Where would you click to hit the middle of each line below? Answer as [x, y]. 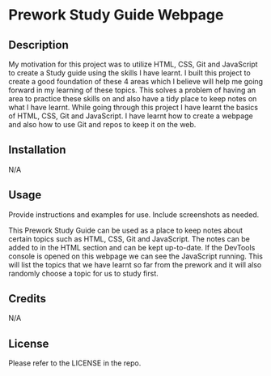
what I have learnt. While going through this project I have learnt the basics [133, 107]
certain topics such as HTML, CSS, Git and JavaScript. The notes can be [129, 239]
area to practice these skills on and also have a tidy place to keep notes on [133, 98]
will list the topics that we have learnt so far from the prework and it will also [135, 264]
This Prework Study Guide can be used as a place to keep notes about [126, 230]
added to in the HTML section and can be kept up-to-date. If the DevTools [132, 247]
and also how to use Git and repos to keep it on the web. [102, 124]
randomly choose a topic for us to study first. [84, 273]
